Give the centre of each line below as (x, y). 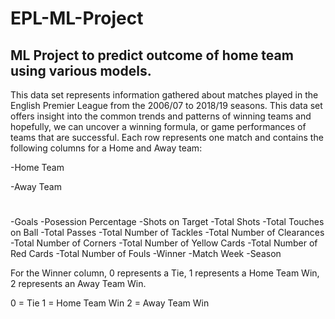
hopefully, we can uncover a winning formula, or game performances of (158, 126)
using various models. (81, 70)
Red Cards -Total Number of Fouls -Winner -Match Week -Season (146, 254)
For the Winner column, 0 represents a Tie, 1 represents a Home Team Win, (165, 273)
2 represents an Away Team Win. (78, 284)
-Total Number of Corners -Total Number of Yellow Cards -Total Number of (164, 243)
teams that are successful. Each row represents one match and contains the (167, 137)
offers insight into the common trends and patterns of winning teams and (161, 116)
